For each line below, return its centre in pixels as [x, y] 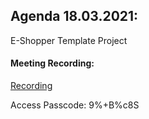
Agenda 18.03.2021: [74, 16]
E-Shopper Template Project [69, 40]
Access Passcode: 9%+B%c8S [75, 105]
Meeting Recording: [52, 63]
